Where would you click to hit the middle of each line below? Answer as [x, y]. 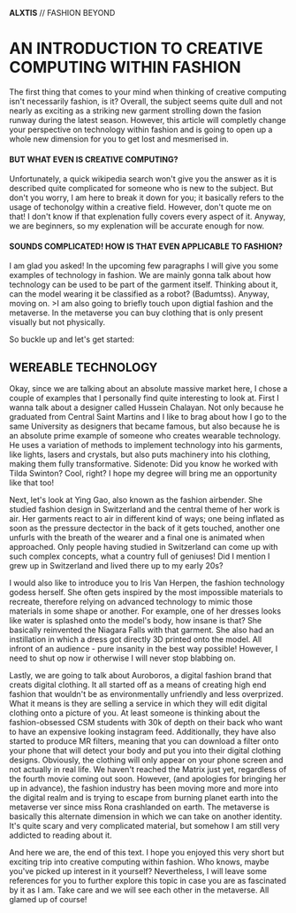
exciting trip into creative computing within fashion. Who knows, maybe [139, 862]
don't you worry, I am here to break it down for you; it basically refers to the [147, 197]
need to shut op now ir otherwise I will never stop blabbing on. [122, 658]
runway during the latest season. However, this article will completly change [148, 120]
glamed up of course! [48, 900]
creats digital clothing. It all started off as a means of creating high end [138, 685]
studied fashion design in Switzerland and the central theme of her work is [145, 509]
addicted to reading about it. [61, 835]
